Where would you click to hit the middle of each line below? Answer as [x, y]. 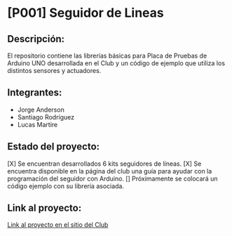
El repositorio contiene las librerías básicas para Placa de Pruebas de [107, 55]
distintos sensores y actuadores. [54, 71]
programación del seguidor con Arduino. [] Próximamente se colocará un [112, 178]
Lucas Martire [37, 124]
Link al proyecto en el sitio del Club [58, 225]
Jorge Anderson [41, 110]
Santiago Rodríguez [46, 117]
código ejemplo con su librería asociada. [66, 186]
